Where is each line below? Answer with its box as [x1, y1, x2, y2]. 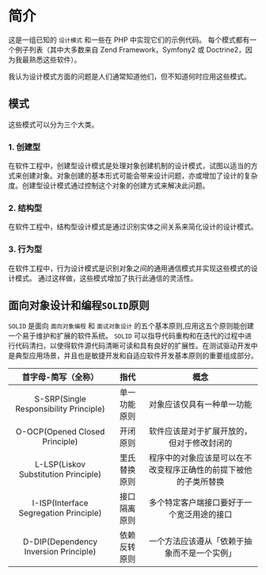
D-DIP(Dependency [22, 536, 97, 547]
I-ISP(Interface [32, 497, 89, 508]
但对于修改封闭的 [169, 438, 233, 449]
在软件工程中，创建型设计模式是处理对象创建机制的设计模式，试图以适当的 [8, 161, 251, 171]
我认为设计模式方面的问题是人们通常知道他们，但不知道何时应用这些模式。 [8, 71, 251, 81]
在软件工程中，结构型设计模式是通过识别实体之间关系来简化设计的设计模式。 [8, 222, 258, 232]
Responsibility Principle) [15, 404, 105, 415]
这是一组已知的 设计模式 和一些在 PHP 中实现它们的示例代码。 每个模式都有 [8, 35, 250, 44]
